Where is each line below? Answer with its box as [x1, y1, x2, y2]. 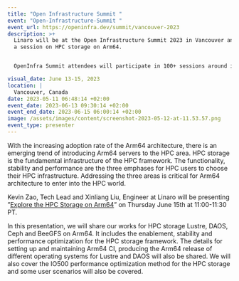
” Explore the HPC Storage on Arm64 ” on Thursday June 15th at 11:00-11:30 [7, 200, 227, 208]
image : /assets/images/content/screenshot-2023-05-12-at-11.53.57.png [7, 115, 221, 122]
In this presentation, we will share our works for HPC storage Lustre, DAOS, [7, 221, 228, 230]
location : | [7, 82, 43, 89]
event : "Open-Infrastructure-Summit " [7, 17, 122, 24]
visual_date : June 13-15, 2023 [7, 75, 100, 83]
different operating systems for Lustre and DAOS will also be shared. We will [7, 252, 231, 260]
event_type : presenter [7, 122, 75, 129]
